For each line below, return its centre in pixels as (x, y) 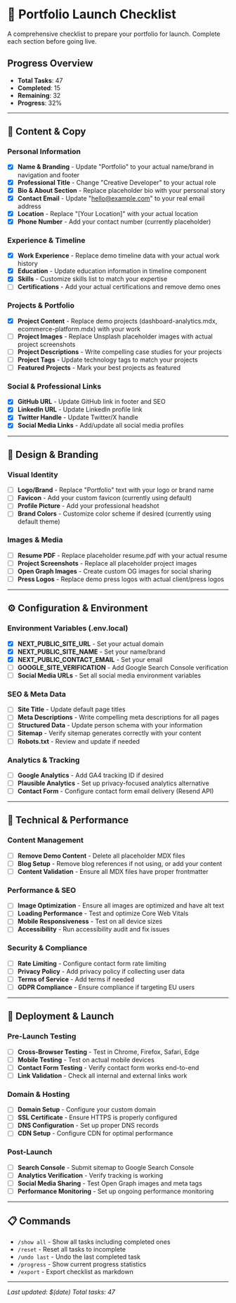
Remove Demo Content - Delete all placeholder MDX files (101, 856)
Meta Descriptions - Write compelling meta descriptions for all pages (118, 718)
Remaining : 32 (39, 95)
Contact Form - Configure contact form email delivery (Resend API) (116, 792)
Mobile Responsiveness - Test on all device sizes (90, 922)
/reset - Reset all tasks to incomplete (72, 1249)
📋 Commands (39, 1221)
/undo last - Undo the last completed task (79, 1257)
